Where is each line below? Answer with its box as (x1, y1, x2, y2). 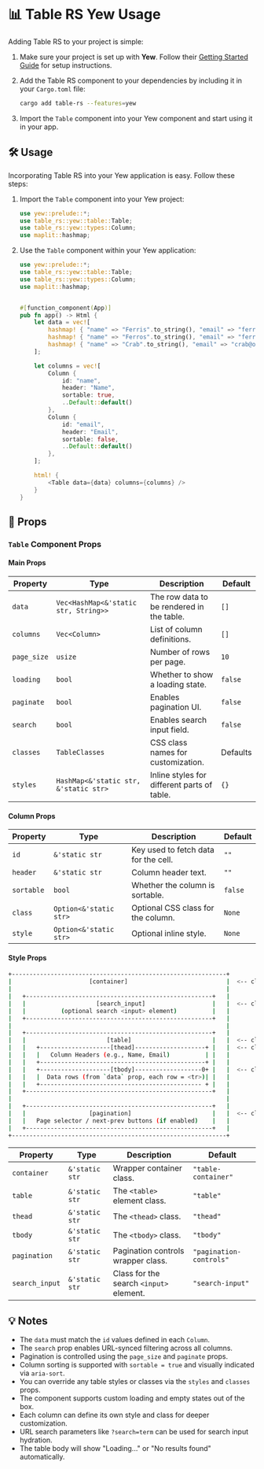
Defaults (221, 747, 252, 758)
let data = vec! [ (34, 319, 91, 327)
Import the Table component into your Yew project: (19, 194, 185, 204)
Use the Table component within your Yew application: (19, 246, 196, 255)
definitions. (149, 634, 192, 645)
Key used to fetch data (131, 845, 214, 856)
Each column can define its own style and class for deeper (19, 1410, 210, 1420)
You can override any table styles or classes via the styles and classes (19, 1377, 251, 1386)
